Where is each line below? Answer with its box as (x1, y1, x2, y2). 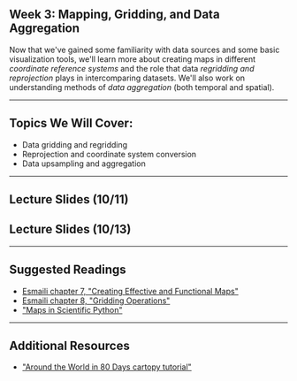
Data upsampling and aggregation (21, 158, 146, 169)
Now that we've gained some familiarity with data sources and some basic (9, 44, 280, 55)
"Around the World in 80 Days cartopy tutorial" (21, 362, 192, 372)
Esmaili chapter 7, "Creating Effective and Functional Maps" (21, 286, 239, 296)
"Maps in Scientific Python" (21, 304, 123, 315)
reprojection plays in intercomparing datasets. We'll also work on (9, 72, 246, 83)
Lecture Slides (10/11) (9, 192, 129, 207)
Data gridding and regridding (21, 139, 128, 149)
